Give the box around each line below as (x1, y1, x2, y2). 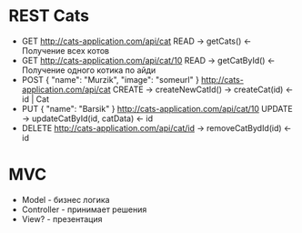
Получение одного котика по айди (21, 65, 156, 76)
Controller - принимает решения (21, 204, 147, 215)
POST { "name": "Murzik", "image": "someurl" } (21, 74, 199, 85)
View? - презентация (21, 213, 103, 224)
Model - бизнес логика (21, 194, 110, 205)
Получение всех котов (21, 45, 110, 56)
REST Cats (8, 5, 90, 26)
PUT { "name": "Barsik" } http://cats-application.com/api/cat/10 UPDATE (21, 103, 293, 114)
